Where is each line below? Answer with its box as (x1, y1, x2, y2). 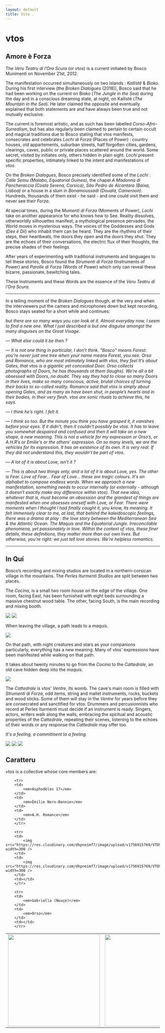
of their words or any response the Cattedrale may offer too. (5, 722, 127, 728)
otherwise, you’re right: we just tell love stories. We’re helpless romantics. (5, 536, 154, 542)
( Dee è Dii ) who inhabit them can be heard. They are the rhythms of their (5, 228, 152, 234)
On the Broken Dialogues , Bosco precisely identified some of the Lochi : (5, 172, 151, 178)
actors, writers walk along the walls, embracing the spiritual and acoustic (5, 712, 153, 717)
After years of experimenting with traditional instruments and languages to (5, 253, 156, 259)
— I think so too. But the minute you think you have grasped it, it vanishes (5, 418, 154, 424)
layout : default (5, 7, 39, 12)
